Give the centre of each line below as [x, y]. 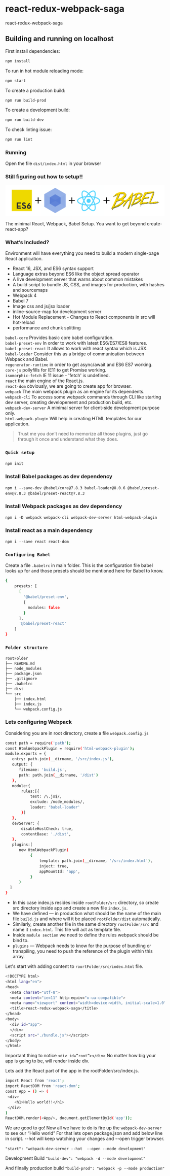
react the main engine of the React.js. [45, 381]
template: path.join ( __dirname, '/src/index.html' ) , [96, 861]
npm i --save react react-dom [37, 542]
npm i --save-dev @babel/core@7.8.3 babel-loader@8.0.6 [65, 488]
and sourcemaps [30, 290]
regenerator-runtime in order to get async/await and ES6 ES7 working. [79, 364]
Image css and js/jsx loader [41, 306]
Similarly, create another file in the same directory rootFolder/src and [86, 924]
